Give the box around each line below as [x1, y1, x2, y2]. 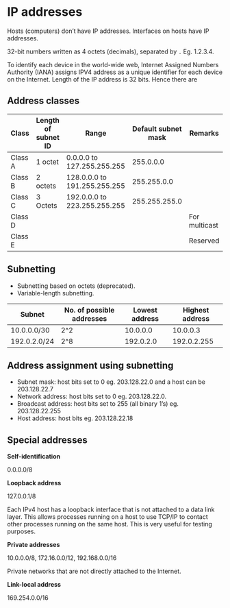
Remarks [189, 128, 219, 138]
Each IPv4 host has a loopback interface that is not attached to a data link [7, 505, 215, 514]
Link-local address [7, 581, 62, 589]
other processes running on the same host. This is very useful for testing [7, 520, 212, 528]
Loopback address [7, 479, 62, 487]
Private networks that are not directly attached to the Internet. [7, 567, 181, 576]
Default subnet [132, 124, 183, 134]
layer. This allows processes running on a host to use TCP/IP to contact [7, 513, 209, 521]
